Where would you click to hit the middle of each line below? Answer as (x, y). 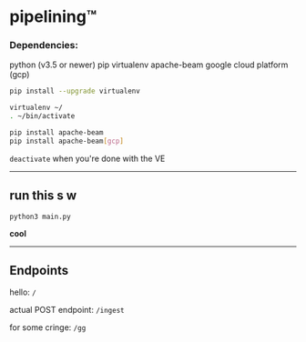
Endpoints (39, 271)
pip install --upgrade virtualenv (75, 91)
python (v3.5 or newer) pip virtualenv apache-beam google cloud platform (149, 65)
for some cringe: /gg (48, 327)
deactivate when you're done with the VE (87, 158)
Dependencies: (44, 45)
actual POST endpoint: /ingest (67, 310)
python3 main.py (40, 216)
